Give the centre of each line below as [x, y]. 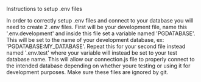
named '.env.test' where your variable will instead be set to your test [92, 53]
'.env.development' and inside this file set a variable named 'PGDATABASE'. [101, 33]
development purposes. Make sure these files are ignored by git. [87, 72]
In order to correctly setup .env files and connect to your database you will [100, 20]
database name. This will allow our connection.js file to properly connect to [100, 59]
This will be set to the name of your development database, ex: [85, 40]
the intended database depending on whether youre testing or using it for [98, 66]
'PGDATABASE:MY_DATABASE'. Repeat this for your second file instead [96, 46]
